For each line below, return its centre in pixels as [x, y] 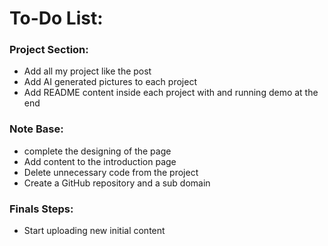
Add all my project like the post [87, 71]
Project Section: [49, 50]
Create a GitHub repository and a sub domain [117, 183]
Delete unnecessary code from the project [111, 172]
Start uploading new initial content [94, 231]
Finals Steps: [41, 209]
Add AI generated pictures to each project [110, 82]
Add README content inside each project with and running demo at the [171, 93]
